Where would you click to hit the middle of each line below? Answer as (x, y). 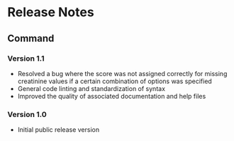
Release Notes (51, 12)
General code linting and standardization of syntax (91, 88)
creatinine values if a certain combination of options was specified (115, 81)
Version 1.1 (26, 59)
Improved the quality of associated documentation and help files (112, 96)
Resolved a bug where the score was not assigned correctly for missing (122, 73)
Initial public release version (58, 130)
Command (31, 38)
